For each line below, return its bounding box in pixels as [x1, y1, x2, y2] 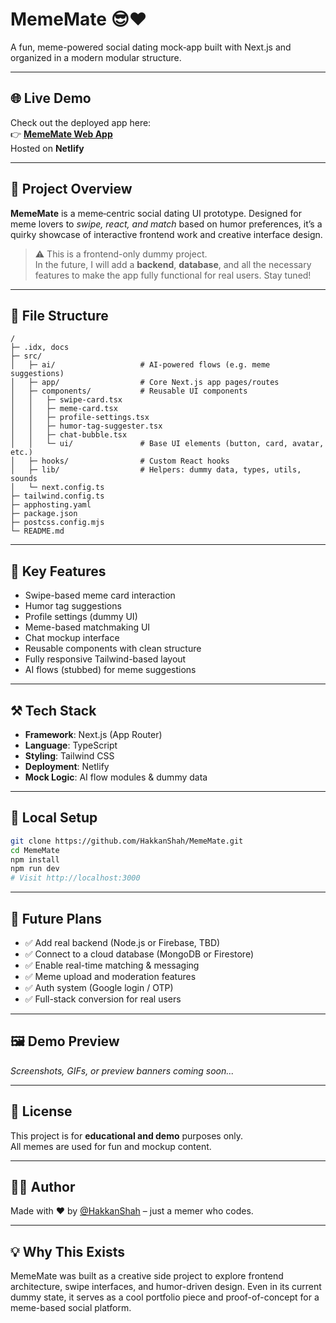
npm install [10, 854, 60, 865]
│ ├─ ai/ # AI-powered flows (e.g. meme [10, 360, 271, 370]
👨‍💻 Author [10, 1179, 76, 1196]
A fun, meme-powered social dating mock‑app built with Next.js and [10, 41, 292, 53]
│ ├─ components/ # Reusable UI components [10, 386, 248, 397]
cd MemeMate [10, 845, 60, 855]
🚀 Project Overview [10, 181, 133, 198]
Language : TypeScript [24, 739, 118, 751]
